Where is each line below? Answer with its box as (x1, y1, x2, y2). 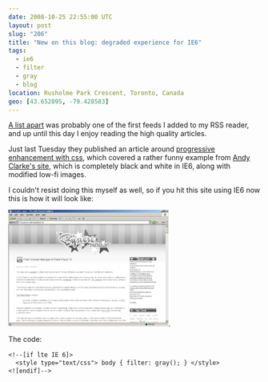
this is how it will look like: (8, 194, 94, 203)
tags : (8, 46, 26, 55)
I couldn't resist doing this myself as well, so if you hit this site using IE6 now (8, 185, 261, 195)
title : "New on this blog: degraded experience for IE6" (8, 38, 202, 46)
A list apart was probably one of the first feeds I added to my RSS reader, (8, 120, 250, 130)
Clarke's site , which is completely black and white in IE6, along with (8, 161, 230, 171)
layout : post (8, 21, 52, 30)
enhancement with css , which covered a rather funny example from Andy (8, 153, 250, 163)
